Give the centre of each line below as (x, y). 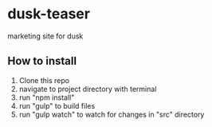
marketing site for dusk (45, 36)
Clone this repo (44, 80)
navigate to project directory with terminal (88, 89)
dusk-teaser (49, 14)
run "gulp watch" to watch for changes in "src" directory (112, 114)
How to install (42, 61)
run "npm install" (47, 97)
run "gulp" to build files (57, 105)
